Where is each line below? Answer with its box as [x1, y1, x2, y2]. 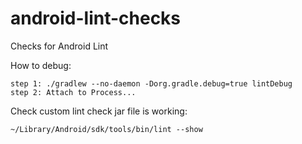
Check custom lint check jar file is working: [10, 105, 188, 117]
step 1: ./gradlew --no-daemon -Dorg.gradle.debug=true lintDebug [10, 78, 293, 89]
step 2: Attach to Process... [10, 87, 137, 97]
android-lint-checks [10, 7, 182, 30]
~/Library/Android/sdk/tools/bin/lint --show [10, 124, 203, 134]
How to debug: [10, 59, 72, 71]
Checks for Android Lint [10, 40, 109, 52]
